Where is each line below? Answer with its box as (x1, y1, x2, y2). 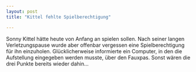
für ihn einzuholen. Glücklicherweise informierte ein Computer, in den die (6, 47, 183, 54)
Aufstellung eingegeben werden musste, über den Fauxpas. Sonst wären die (6, 54, 191, 61)
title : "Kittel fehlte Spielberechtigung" (6, 14, 111, 20)
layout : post (6, 8, 38, 15)
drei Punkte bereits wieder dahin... (6, 60, 89, 67)
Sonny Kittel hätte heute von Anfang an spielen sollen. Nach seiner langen (6, 35, 185, 42)
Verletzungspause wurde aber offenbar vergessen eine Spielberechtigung (6, 42, 185, 49)
